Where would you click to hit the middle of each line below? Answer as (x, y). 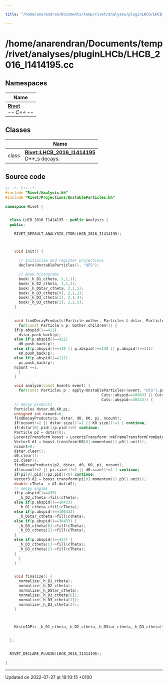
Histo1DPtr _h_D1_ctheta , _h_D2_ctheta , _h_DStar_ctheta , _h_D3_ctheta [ (88, 627)
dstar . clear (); (30, 451)
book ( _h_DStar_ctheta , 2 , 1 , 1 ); (51, 288)
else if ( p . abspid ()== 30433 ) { (46, 521)
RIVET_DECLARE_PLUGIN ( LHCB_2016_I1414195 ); (55, 654)
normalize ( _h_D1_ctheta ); (45, 581)
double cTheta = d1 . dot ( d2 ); (46, 484)
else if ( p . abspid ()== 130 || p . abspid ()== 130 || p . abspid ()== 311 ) (84, 349)
